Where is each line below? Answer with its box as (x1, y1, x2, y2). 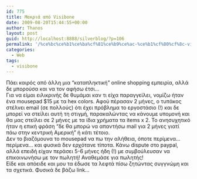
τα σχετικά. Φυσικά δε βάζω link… (6, 167, 90, 174)
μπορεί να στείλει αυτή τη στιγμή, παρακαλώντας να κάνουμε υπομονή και (6, 110, 190, 117)
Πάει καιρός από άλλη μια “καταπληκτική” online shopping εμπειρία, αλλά (6, 79, 189, 86)
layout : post (6, 31, 38, 36)
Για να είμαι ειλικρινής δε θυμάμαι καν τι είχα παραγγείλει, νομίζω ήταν (6, 92, 184, 99)
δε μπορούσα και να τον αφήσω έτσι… (6, 86, 100, 93)
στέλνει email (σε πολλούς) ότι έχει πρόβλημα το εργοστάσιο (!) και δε (6, 104, 179, 112)
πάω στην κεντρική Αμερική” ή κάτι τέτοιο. (6, 129, 110, 136)
